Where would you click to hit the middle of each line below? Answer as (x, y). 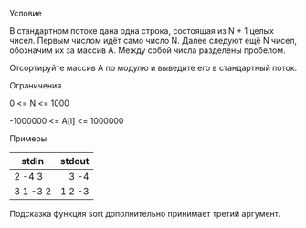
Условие (26, 13)
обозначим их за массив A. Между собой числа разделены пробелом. (148, 50)
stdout (74, 161)
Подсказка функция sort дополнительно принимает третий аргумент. (145, 214)
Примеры (28, 139)
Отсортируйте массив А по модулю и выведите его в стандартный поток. (153, 68)
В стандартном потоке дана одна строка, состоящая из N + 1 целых (142, 31)
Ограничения (36, 85)
